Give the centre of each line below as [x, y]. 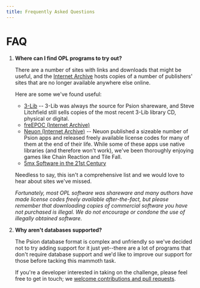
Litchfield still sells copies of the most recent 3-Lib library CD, [100, 112]
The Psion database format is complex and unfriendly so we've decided [104, 241]
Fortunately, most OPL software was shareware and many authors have [104, 193]
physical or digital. [46, 118]
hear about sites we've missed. [53, 181]
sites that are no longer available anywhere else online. [83, 82]
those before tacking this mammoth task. [65, 260]
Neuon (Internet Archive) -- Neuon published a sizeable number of [106, 131]
